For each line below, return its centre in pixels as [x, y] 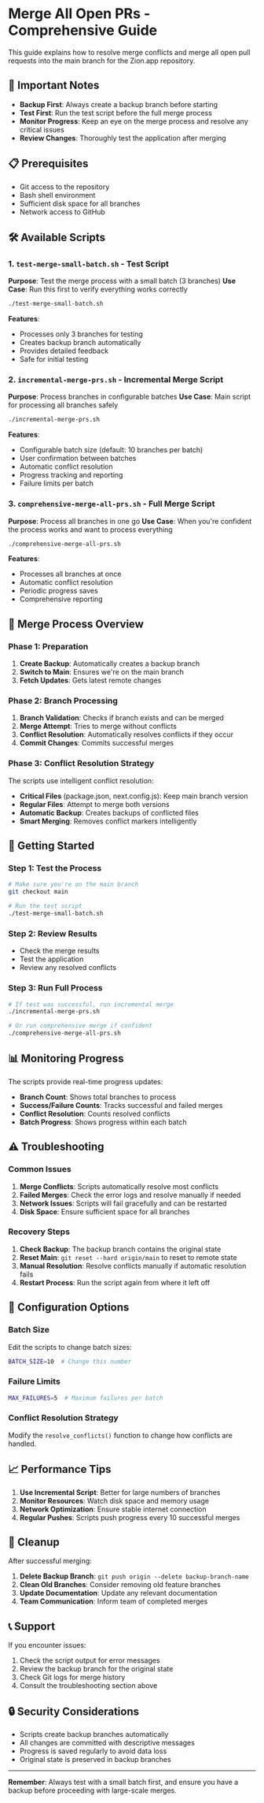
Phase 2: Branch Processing [63, 701]
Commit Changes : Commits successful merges [97, 743]
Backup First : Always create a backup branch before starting [119, 104]
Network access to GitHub [62, 212]
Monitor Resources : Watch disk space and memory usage [114, 1500]
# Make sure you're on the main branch [73, 885]
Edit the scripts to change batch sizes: [70, 1347]
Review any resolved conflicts [68, 968]
